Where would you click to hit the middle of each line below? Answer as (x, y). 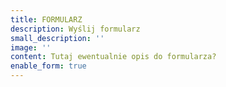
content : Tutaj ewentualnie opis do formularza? (113, 57)
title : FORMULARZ (46, 19)
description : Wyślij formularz (75, 29)
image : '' (31, 47)
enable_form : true (48, 66)
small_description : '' (57, 38)
